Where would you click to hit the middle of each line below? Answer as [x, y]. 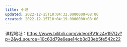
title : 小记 [17, 10]
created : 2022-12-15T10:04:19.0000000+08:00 [52, 19]
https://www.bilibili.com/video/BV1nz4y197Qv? [75, 34]
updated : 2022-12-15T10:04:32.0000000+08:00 [52, 14]
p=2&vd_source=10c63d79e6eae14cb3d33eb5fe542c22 [63, 39]
